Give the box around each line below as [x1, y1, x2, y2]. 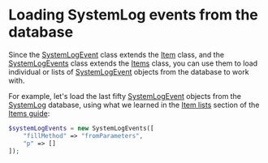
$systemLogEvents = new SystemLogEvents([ [8, 124, 154, 132]
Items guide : [8, 108, 50, 118]
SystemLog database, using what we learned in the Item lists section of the [8, 100, 260, 109]
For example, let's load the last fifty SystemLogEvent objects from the [8, 91, 242, 101]
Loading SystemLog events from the [8, 6, 258, 24]
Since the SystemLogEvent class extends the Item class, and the [8, 49, 225, 59]
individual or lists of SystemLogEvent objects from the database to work [8, 66, 249, 76]
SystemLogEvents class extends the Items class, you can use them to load [8, 58, 258, 68]
